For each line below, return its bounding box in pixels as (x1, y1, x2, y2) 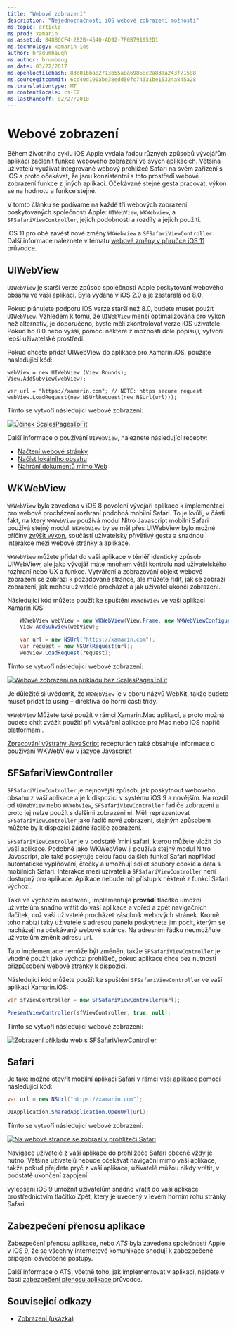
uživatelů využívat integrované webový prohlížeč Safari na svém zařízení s (7, 164, 223, 173)
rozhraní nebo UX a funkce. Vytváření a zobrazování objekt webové (7, 567, 203, 575)
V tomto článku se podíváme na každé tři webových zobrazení (7, 200, 188, 209)
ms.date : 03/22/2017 (7, 63, 68, 70)
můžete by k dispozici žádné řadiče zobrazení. (7, 823, 142, 832)
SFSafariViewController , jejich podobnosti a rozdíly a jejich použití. (7, 215, 202, 223)
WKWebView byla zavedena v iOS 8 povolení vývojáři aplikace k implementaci (7, 501, 225, 510)
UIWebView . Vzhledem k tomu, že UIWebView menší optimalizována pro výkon (7, 312, 225, 320)
